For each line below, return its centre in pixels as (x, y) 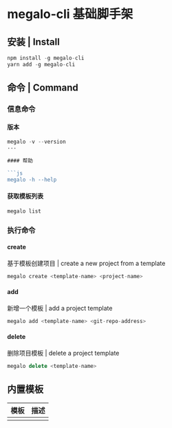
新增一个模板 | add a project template (60, 308)
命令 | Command (43, 88)
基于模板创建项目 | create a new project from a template (86, 263)
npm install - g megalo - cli (46, 58)
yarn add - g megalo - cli (41, 64)
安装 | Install (33, 42)
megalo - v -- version (37, 142)
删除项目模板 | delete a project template (63, 353)
